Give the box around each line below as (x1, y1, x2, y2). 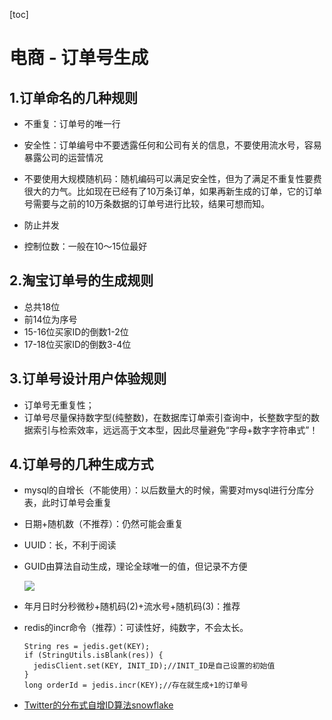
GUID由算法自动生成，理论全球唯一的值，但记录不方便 (23, 560, 248, 573)
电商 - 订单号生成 (9, 47, 149, 69)
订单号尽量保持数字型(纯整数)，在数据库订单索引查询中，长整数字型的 (23, 411, 312, 423)
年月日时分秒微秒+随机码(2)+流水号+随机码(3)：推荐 (23, 600, 241, 613)
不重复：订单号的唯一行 (23, 118, 121, 129)
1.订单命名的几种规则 (9, 89, 139, 106)
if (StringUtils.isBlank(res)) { (23, 650, 164, 661)
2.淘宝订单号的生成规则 (9, 272, 154, 289)
